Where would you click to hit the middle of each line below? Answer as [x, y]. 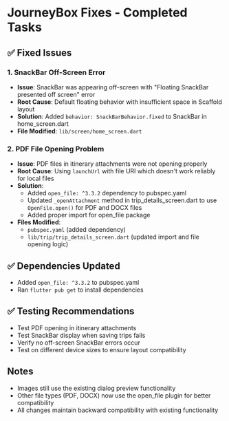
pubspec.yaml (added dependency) [76, 230]
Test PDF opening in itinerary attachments [77, 327]
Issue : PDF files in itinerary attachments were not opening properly [112, 164]
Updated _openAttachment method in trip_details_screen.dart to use [122, 200]
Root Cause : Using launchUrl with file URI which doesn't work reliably [116, 171]
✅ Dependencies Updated [64, 266]
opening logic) [48, 244]
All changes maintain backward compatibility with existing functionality [118, 410]
